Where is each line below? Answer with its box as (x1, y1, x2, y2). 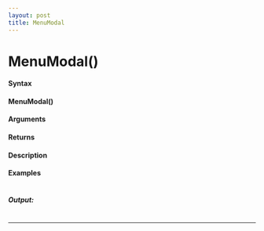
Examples (8, 168, 42, 178)
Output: (8, 195, 35, 204)
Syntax (8, 79, 32, 88)
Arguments (8, 114, 46, 124)
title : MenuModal (8, 19, 65, 27)
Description (8, 150, 48, 160)
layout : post (8, 11, 51, 20)
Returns (8, 132, 35, 142)
